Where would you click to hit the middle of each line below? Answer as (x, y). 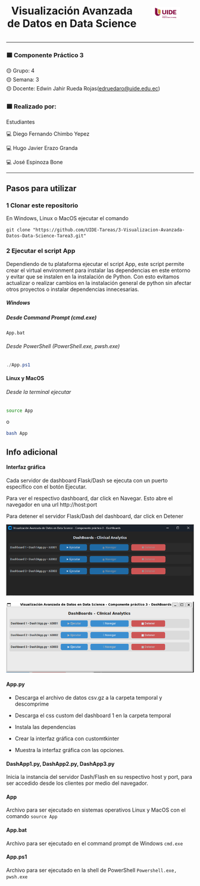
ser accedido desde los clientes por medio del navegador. (77, 783)
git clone (18, 230)
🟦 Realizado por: (31, 107)
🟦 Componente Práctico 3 (45, 55)
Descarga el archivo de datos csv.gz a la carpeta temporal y (88, 698)
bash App (17, 433)
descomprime (32, 704)
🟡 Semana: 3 (23, 80)
